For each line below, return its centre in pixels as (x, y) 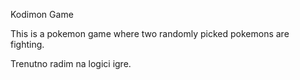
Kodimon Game (42, 14)
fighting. (27, 44)
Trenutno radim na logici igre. (71, 63)
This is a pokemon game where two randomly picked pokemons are (150, 33)
